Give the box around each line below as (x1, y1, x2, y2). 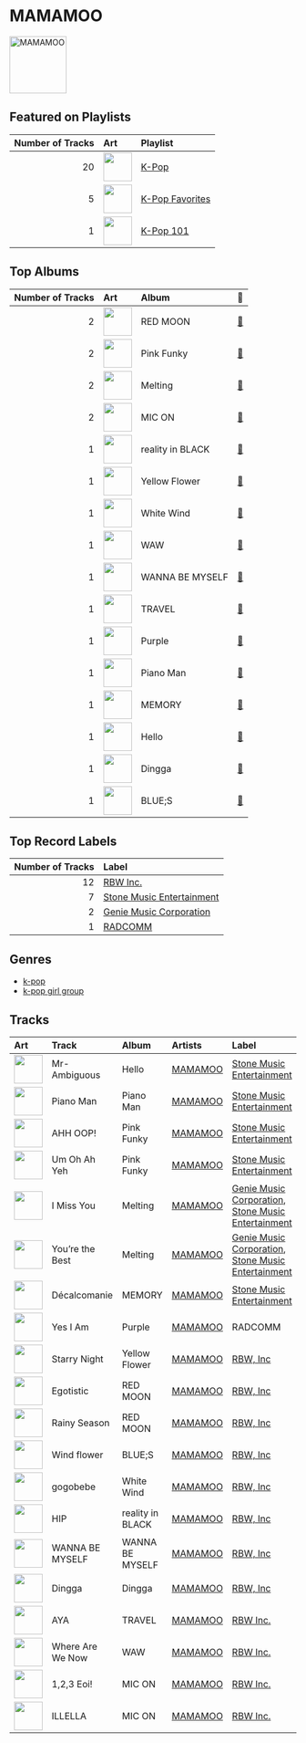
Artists (171, 1039, 202, 1051)
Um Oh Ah (51, 1153, 96, 1165)
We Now (51, 1652, 88, 1664)
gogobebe (51, 1480, 97, 1493)
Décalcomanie (51, 1289, 114, 1301)
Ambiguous (51, 1069, 101, 1081)
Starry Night (51, 1352, 104, 1365)
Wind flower (51, 1448, 104, 1461)
